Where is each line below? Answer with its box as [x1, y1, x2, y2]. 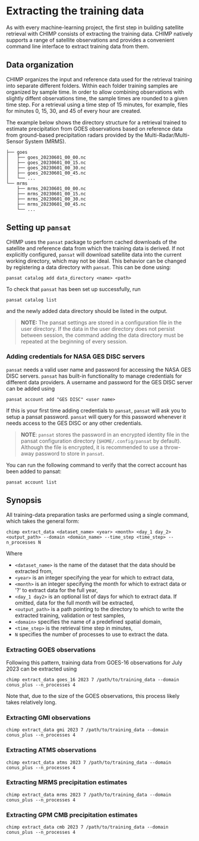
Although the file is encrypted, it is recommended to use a [20, 444, 163, 451]
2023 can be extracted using [6, 665, 77, 672]
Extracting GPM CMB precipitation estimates [6, 811, 138, 819]
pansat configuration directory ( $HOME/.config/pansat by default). [20, 437, 182, 444]
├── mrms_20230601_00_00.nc [17, 185, 86, 191]
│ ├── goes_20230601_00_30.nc [6, 165, 86, 170]
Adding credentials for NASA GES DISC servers [6, 352, 146, 361]
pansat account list [6, 479, 58, 485]
